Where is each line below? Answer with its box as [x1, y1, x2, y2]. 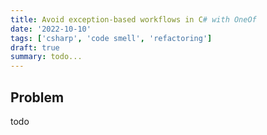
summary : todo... [10, 52, 83, 62]
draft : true [10, 42, 60, 53]
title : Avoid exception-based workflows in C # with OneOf [10, 14, 257, 25]
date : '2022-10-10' [10, 24, 92, 34]
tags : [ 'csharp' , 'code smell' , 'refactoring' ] [10, 33, 213, 43]
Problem [10, 89, 65, 106]
